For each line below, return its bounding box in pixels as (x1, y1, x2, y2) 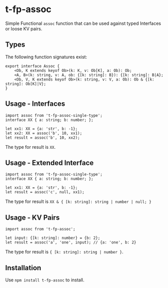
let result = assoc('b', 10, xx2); (5, 135, 80, 140)
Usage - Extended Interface (5, 158, 94, 167)
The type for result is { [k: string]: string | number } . (5, 249, 124, 255)
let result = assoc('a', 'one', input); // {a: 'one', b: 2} (5, 240, 137, 245)
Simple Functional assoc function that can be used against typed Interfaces (5, 20, 161, 26)
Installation (5, 263, 41, 272)
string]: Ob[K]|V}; (5, 81, 46, 87)
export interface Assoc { (5, 63, 60, 69)
